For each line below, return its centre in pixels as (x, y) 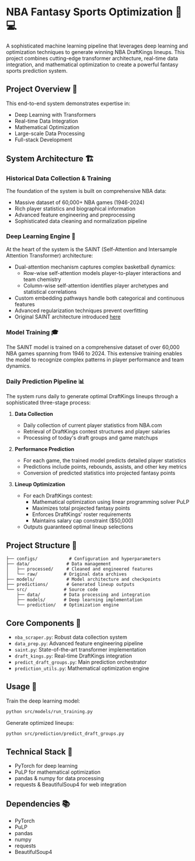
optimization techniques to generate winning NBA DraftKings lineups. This (95, 52)
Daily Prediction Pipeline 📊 (45, 381)
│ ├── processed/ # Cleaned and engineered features (80, 569)
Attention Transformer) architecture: (50, 255)
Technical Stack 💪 (40, 752)
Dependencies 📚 (38, 804)
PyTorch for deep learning (46, 766)
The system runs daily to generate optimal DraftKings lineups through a (92, 396)
